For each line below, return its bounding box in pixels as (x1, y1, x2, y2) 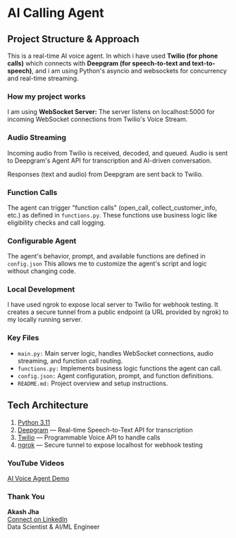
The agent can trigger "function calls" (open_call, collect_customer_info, (7, 203, 218, 212)
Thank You (7, 492, 45, 501)
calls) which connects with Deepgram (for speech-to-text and (7, 59, 191, 68)
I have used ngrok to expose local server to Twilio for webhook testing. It (7, 301, 218, 309)
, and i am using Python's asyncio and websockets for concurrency (31, 67, 228, 75)
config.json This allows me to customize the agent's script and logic (7, 259, 207, 268)
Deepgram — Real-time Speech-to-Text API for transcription (17, 425, 193, 434)
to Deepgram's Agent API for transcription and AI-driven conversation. (7, 156, 212, 165)
